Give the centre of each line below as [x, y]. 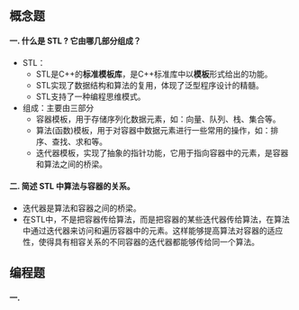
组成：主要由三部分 [58, 107]
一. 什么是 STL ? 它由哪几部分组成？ [75, 41]
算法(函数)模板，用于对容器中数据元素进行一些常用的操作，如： [153, 130]
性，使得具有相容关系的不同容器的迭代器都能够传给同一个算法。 [140, 242]
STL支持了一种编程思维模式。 [91, 96]
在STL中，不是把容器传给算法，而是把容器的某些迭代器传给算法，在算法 [156, 219]
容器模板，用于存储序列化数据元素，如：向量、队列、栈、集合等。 [158, 119]
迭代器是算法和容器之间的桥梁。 [82, 208]
